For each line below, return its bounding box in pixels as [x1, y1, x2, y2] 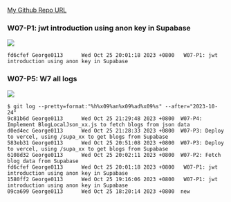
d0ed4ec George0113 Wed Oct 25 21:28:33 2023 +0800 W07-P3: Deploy [7, 127, 225, 134]
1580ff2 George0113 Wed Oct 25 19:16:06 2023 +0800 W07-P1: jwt [7, 176, 218, 183]
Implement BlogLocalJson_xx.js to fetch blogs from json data [7, 121, 190, 128]
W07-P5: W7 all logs [7, 74, 77, 84]
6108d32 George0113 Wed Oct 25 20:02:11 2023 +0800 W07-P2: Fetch [7, 151, 221, 158]
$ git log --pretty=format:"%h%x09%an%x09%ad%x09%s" [7, 103, 163, 110]
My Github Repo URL [7, 6, 67, 14]
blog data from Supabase [7, 158, 79, 165]
